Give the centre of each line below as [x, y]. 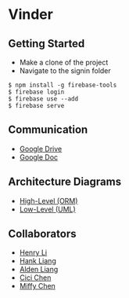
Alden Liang [39, 270]
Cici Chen [35, 278]
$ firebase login [36, 92]
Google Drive [41, 149]
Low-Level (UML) [47, 209]
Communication [48, 130]
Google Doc [39, 157]
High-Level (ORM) [48, 201]
